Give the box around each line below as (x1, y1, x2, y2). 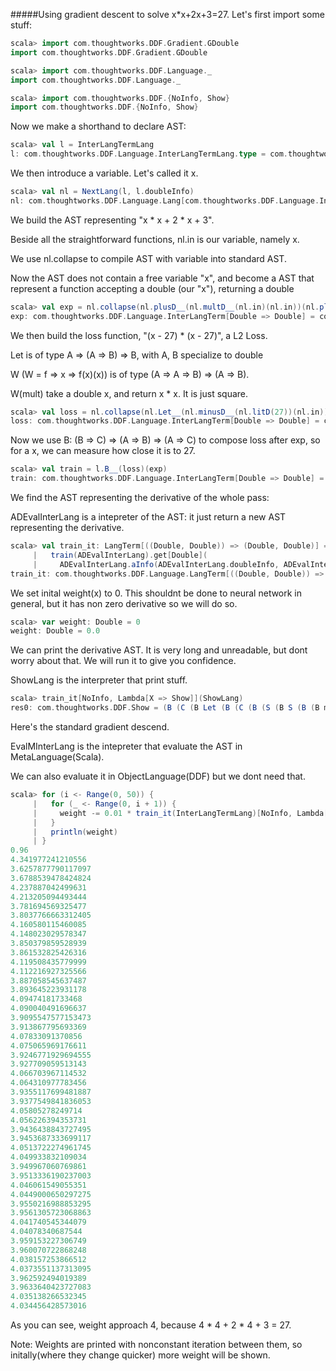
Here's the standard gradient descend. (10, 721, 170, 733)
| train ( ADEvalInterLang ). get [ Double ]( (32, 550, 208, 560)
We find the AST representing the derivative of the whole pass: (10, 492, 270, 503)
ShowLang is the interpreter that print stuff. (10, 674, 188, 686)
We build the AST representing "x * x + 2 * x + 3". (10, 214, 215, 226)
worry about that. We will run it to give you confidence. (10, 655, 237, 667)
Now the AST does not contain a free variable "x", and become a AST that (10, 272, 315, 284)
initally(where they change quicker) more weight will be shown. (10, 1349, 271, 1361)
